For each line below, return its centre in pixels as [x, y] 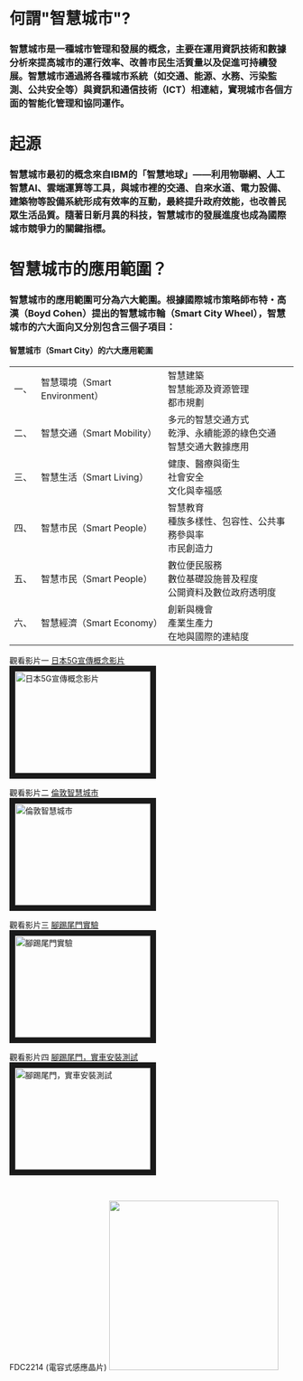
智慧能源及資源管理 [208, 389]
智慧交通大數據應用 [208, 446]
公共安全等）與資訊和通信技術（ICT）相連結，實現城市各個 [156, 89]
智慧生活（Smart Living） [95, 477]
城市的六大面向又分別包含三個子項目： [92, 327]
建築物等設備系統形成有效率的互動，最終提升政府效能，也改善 [143, 202]
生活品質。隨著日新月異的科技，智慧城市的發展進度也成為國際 [152, 215]
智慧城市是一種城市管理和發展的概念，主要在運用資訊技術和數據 [148, 49]
